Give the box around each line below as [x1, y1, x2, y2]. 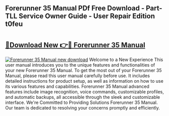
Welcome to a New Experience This [89, 56, 163, 63]
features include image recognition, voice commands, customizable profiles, [5, 89, 164, 95]
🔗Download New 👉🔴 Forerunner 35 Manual [5, 40, 145, 49]
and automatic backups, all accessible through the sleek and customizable [5, 94, 160, 100]
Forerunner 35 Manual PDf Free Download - [5, 4, 145, 13]
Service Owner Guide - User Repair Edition [18, 12, 155, 21]
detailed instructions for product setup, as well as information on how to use [5, 78, 164, 84]
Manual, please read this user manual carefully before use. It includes [5, 73, 150, 79]
